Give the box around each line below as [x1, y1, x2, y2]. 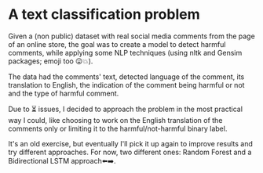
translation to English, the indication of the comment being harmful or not [8, 80, 245, 89]
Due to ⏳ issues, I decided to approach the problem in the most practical [8, 104, 243, 114]
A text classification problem [8, 5, 200, 23]
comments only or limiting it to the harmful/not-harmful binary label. [8, 124, 228, 133]
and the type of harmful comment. [8, 88, 119, 98]
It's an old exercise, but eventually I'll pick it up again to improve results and [8, 139, 254, 148]
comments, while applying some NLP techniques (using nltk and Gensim [8, 48, 243, 57]
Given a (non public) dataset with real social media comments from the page [8, 31, 255, 41]
